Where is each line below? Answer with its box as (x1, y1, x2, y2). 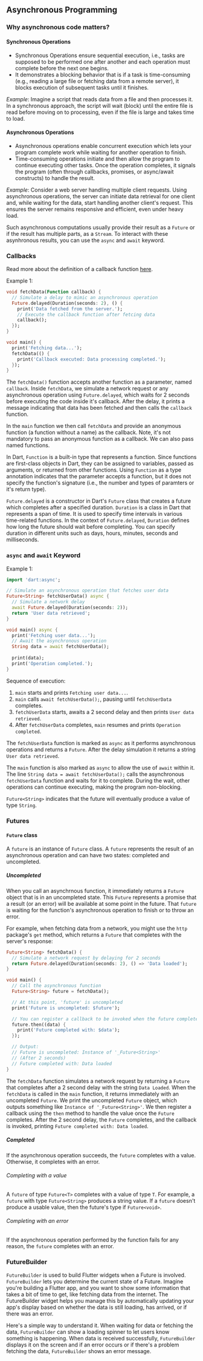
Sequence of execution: (6, 677, 66, 684)
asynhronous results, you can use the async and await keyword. (6, 236, 165, 244)
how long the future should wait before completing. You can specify (6, 523, 175, 530)
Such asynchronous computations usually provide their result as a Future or (6, 224, 195, 231)
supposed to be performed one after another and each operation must (14, 58, 190, 65)
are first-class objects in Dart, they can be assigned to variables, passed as (6, 460, 194, 467)
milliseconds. (6, 536, 39, 543)
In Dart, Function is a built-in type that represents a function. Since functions (6, 453, 197, 461)
